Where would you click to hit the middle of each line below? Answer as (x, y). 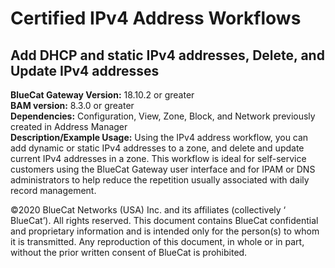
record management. (53, 190)
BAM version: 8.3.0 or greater (72, 105)
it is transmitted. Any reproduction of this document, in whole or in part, (157, 241)
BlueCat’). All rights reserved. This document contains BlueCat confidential (164, 220)
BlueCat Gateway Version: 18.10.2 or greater (102, 95)
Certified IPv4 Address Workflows (156, 18)
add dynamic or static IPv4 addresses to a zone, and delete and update (157, 148)
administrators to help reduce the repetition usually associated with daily (160, 180)
